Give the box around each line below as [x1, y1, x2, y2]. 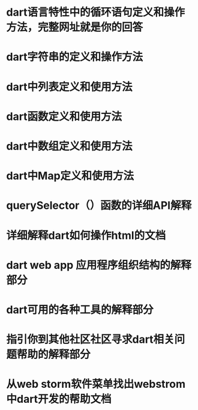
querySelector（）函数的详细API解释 [6, 199, 192, 213]
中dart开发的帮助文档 [6, 393, 112, 406]
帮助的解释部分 [17, 348, 91, 361]
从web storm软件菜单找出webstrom [6, 378, 186, 391]
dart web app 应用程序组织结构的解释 [6, 258, 192, 272]
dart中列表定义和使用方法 [6, 80, 133, 94]
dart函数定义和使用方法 [6, 109, 122, 123]
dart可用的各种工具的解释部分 [6, 303, 154, 316]
